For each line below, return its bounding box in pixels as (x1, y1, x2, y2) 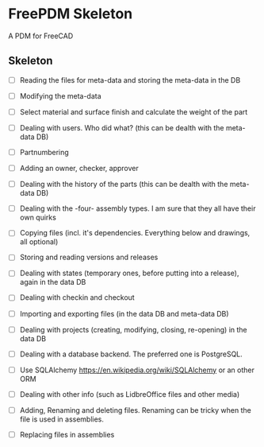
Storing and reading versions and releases (19, 252, 159, 262)
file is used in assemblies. (19, 414, 105, 424)
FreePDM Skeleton (8, 5, 133, 23)
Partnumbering (19, 148, 69, 157)
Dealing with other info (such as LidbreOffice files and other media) (19, 389, 240, 398)
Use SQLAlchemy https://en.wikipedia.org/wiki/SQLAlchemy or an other (19, 365, 255, 375)
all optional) (19, 237, 59, 247)
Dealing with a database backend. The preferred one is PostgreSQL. (19, 349, 243, 359)
